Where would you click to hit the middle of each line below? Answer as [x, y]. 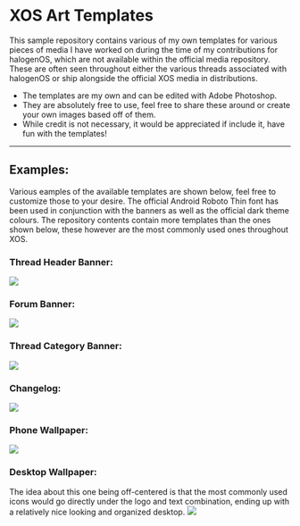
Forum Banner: [42, 304]
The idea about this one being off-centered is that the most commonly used [149, 491]
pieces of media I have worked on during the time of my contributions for [144, 49]
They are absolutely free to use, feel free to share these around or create [156, 104]
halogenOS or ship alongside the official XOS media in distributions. [133, 78]
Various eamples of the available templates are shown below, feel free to [143, 191]
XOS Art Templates [82, 16]
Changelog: [35, 388]
